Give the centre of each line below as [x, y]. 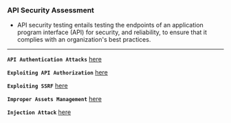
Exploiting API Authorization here [58, 72]
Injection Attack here [39, 112]
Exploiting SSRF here [37, 86]
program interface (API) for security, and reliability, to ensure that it [112, 32]
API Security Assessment [51, 10]
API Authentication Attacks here [54, 59]
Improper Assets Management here [54, 99]
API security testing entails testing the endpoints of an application [110, 25]
